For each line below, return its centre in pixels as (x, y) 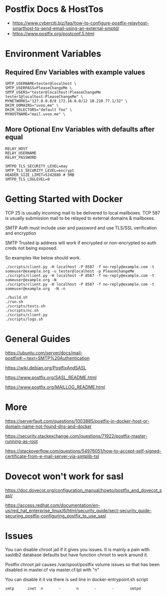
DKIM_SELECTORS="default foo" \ (39, 110)
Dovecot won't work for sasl (64, 476)
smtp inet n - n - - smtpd (73, 589)
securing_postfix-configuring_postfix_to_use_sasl (56, 516)
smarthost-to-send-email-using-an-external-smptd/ (66, 28)
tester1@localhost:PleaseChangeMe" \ (44, 97)
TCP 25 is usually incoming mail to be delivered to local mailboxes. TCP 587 (83, 212)
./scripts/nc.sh (22, 310)
